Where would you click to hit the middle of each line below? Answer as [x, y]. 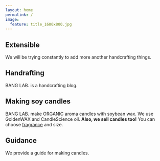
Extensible [22, 45]
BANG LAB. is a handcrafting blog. [41, 85]
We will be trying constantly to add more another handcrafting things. [78, 57]
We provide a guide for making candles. [47, 153]
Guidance [21, 141]
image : [12, 19]
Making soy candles [38, 102]
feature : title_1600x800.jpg [41, 24]
